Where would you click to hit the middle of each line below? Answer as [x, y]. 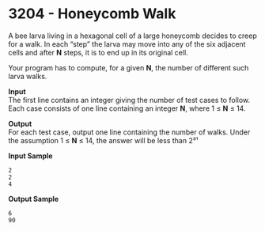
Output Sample [34, 199]
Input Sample [30, 156]
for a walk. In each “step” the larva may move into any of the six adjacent [127, 44]
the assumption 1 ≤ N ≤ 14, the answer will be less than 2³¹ [103, 140]
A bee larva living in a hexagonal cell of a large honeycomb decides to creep [132, 36]
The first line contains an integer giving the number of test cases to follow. [129, 100]
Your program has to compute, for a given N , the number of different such [129, 67]
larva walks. [28, 76]
